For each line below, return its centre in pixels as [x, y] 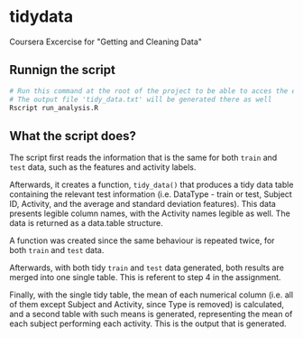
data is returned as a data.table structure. [87, 223]
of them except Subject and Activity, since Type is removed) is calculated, [147, 305]
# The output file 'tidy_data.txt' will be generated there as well [141, 99]
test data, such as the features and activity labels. [103, 167]
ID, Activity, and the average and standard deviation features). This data [143, 204]
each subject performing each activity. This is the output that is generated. [148, 324]
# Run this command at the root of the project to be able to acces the [149, 91]
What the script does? [73, 136]
